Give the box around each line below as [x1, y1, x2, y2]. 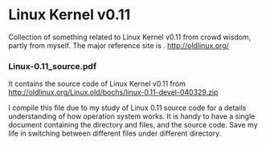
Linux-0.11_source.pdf [8, 60, 97, 71]
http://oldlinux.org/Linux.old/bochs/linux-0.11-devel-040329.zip [8, 87, 219, 97]
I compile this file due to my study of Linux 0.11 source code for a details [8, 103, 247, 113]
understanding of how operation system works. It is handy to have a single [8, 112, 256, 121]
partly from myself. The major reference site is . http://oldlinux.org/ [8, 40, 229, 50]
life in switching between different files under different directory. [8, 128, 222, 138]
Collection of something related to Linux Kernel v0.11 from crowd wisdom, [8, 32, 252, 42]
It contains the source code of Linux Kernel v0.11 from [8, 79, 186, 89]
